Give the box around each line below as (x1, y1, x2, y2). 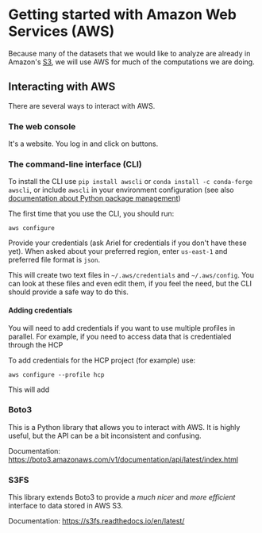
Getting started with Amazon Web (8, 6, 237, 24)
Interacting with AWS (8, 80, 116, 94)
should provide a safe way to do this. (8, 287, 129, 297)
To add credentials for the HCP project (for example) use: (8, 355, 196, 365)
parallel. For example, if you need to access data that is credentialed (8, 332, 232, 341)
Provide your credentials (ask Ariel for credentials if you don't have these (8, 238, 248, 247)
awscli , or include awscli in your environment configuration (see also (8, 185, 234, 195)
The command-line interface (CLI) (8, 159, 142, 170)
